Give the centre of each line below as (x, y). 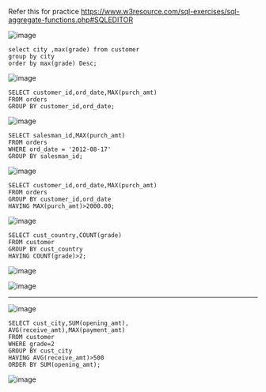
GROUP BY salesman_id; (46, 156)
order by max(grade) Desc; (53, 63)
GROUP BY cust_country (46, 249)
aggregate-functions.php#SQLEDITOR (71, 20)
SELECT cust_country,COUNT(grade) (65, 236)
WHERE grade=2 (32, 344)
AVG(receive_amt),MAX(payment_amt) (67, 330)
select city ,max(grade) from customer (74, 50)
